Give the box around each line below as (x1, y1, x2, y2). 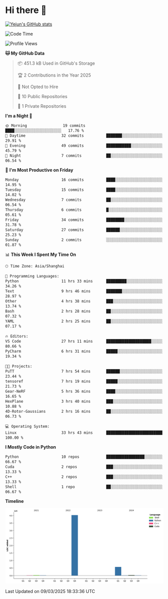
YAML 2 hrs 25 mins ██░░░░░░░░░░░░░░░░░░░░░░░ (5, 319, 163, 324)
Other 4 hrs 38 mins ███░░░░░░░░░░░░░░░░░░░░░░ (5, 298, 163, 304)
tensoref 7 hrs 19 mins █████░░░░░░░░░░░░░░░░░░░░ (5, 379, 163, 384)
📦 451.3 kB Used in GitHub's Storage (17, 60, 95, 66)
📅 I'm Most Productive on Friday (5, 167, 74, 173)
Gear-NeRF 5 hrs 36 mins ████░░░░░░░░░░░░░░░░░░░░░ (5, 389, 163, 394)
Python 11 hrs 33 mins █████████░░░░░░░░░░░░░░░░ (5, 278, 163, 283)
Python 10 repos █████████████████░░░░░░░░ (5, 454, 163, 459)
